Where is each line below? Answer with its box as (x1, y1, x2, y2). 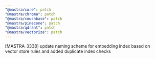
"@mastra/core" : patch (5, 7, 51, 12)
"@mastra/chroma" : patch (5, 12, 56, 17)
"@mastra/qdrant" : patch (5, 25, 56, 30)
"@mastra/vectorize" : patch (5, 30, 63, 35)
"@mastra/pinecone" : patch (5, 20, 60, 26)
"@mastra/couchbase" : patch (5, 16, 63, 21)
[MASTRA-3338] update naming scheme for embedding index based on (5, 43, 150, 49)
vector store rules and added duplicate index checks (5, 48, 111, 54)
